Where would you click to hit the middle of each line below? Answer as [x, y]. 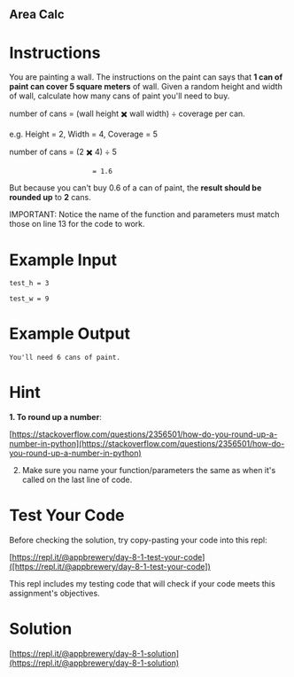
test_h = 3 [29, 284]
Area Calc [37, 15]
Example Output [70, 334]
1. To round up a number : [55, 417]
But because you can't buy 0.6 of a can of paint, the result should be [135, 188]
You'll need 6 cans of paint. [65, 358]
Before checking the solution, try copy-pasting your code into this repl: [138, 541]
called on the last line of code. [77, 480]
